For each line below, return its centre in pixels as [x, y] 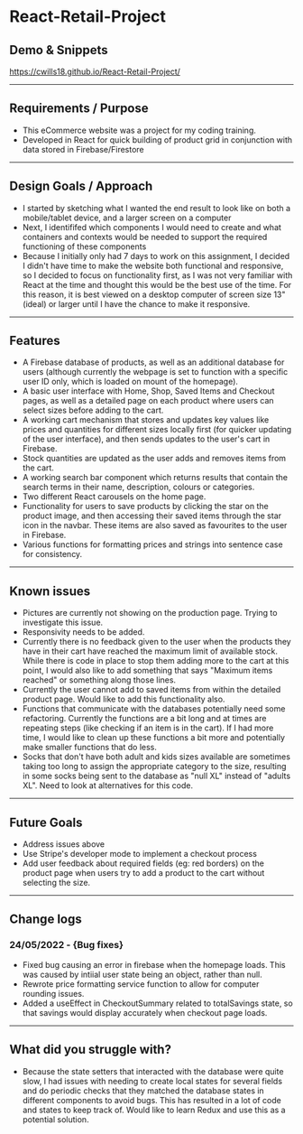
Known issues [50, 591]
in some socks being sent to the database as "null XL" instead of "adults [156, 776]
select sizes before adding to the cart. [93, 410]
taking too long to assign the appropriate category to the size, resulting [154, 767]
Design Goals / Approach [81, 186]
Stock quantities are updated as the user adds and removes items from [154, 459]
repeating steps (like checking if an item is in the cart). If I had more [148, 728]
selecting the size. [56, 883]
